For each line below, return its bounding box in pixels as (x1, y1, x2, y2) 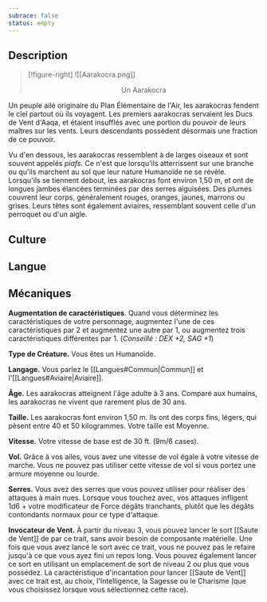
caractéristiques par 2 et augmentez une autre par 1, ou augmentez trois (8, 325, 245, 335)
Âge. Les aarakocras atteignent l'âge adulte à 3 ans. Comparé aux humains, (8, 388, 257, 398)
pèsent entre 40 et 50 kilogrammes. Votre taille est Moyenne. (8, 421, 210, 430)
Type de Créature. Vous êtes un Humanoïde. (8, 349, 156, 358)
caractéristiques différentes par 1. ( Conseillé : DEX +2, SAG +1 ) (8, 333, 214, 343)
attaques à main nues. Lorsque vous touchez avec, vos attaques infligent (8, 493, 249, 502)
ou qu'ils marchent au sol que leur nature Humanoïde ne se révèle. (8, 167, 227, 176)
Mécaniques (8, 287, 72, 300)
